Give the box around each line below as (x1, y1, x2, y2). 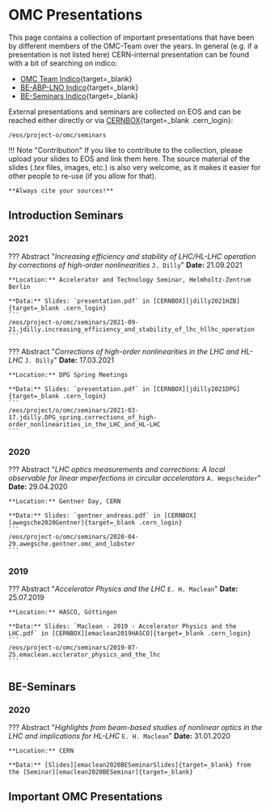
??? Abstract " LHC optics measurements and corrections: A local (8, 464, 226, 474)
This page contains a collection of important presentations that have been (8, 32, 255, 42)
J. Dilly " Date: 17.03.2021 (24, 355, 115, 365)
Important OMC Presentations (8, 790, 163, 804)
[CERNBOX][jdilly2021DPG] (153, 384, 241, 393)
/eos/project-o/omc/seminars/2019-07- (8, 643, 139, 652)
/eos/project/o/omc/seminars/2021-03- (8, 406, 139, 414)
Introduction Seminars (8, 209, 124, 223)
